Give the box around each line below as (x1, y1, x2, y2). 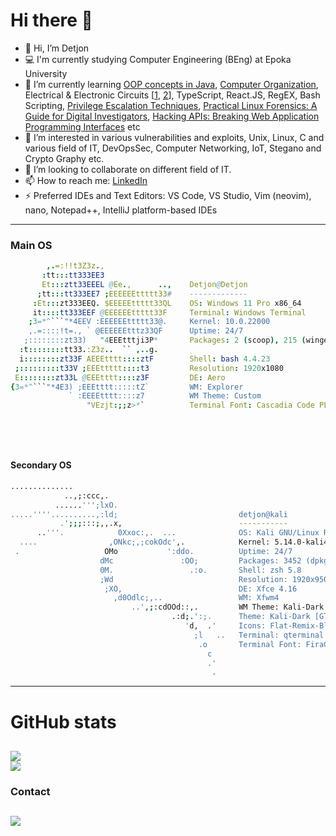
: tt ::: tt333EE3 (41, 270, 105, 281)
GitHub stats (10, 710, 117, 733)
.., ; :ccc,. (63, 490, 110, 501)
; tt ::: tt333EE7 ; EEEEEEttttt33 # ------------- (36, 289, 248, 299)
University (24, 67, 68, 79)
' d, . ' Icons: (184, 621, 267, 631)
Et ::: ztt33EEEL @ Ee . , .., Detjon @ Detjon (41, 279, 248, 289)
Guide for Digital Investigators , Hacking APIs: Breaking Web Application (24, 110, 320, 122)
